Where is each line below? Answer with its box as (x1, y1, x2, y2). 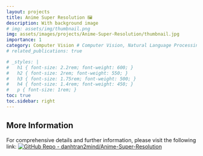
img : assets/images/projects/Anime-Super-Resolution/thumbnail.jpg (6, 31, 180, 37)
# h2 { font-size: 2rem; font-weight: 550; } (6, 70, 129, 76)
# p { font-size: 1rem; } (6, 87, 77, 93)
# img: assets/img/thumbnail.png (6, 25, 91, 32)
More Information (6, 120, 74, 131)
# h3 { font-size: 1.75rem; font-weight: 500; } (6, 76, 137, 82)
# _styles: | (6, 58, 39, 65)
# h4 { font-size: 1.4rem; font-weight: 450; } (6, 81, 134, 87)
